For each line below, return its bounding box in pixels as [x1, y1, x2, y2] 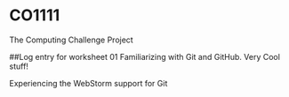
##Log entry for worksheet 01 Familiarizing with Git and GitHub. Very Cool [9, 51, 280, 62]
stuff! [9, 61, 29, 71]
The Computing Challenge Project [9, 34, 133, 45]
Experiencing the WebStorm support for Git [9, 78, 168, 88]
